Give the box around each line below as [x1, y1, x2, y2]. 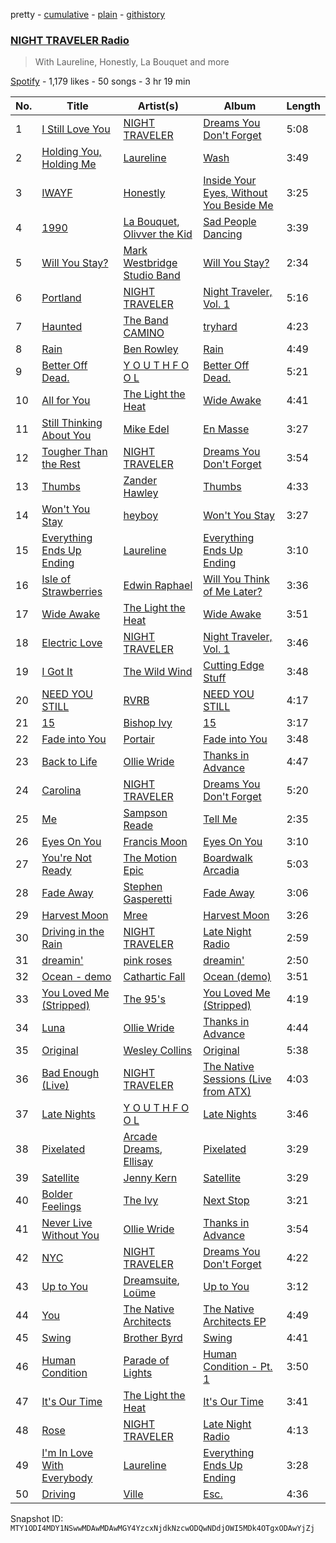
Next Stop [203, 1194, 250, 1208]
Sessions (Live [203, 1072, 272, 1086]
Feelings [41, 1200, 82, 1214]
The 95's [123, 992, 166, 1006]
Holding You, [41, 145, 102, 159]
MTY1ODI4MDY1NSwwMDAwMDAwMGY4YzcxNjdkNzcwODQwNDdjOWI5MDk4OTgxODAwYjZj [10, 1524, 315, 1534]
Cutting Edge [203, 659, 265, 673]
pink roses [123, 954, 173, 968]
